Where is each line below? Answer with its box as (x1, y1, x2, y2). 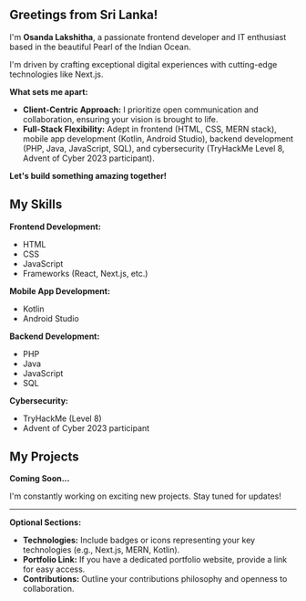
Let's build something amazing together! (9, 170, 167, 181)
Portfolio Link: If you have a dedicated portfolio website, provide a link (22, 554, 288, 565)
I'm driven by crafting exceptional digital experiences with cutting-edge (9, 58, 278, 69)
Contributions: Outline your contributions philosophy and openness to (22, 574, 288, 585)
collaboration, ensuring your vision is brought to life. (22, 113, 219, 124)
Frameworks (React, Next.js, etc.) (22, 268, 148, 279)
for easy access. (22, 564, 86, 575)
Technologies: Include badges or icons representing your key (22, 534, 256, 546)
